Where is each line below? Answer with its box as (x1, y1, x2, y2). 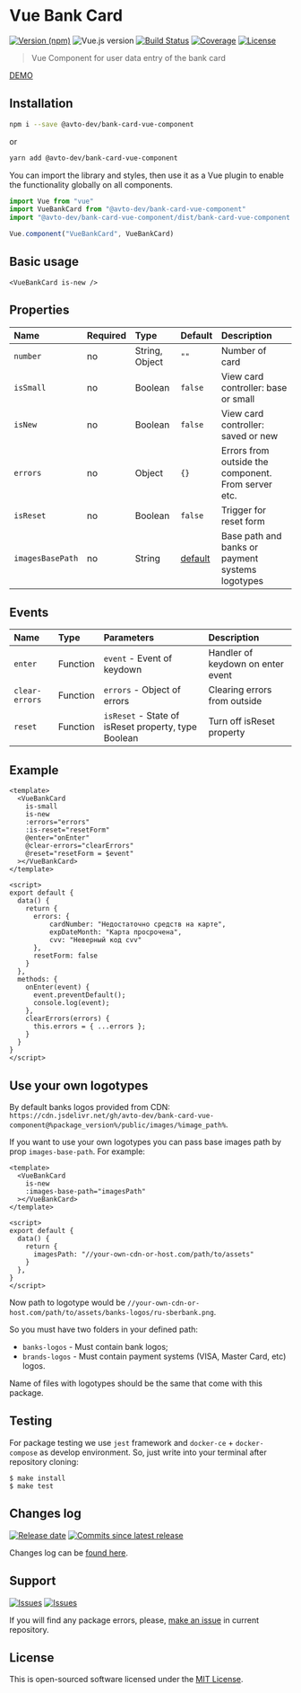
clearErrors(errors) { (25, 1014, 110, 1024)
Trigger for (220, 504, 267, 516)
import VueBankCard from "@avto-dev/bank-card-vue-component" (9, 205, 246, 214)
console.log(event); (32, 999, 110, 1008)
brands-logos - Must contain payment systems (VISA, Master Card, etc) (21, 1351, 287, 1362)
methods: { (17, 975, 58, 984)
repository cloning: (9, 1456, 79, 1467)
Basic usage (9, 254, 79, 269)
